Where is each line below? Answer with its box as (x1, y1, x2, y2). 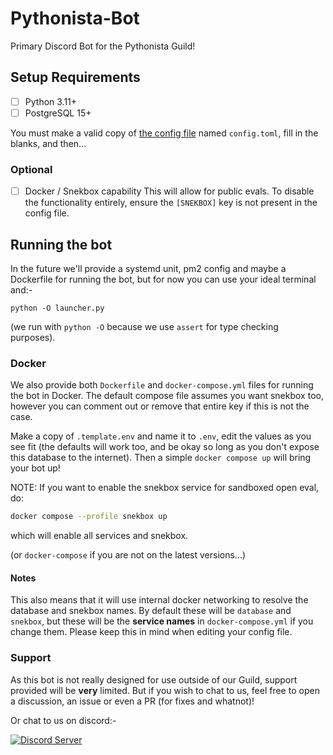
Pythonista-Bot (10, 7, 140, 30)
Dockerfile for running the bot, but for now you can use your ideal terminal (10, 273, 317, 286)
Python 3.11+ (24, 95, 78, 107)
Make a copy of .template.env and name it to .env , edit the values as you (10, 430, 312, 442)
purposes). (10, 332, 56, 344)
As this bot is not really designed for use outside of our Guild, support (10, 673, 298, 686)
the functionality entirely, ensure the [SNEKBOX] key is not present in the (24, 197, 318, 209)
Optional (10, 162, 53, 176)
